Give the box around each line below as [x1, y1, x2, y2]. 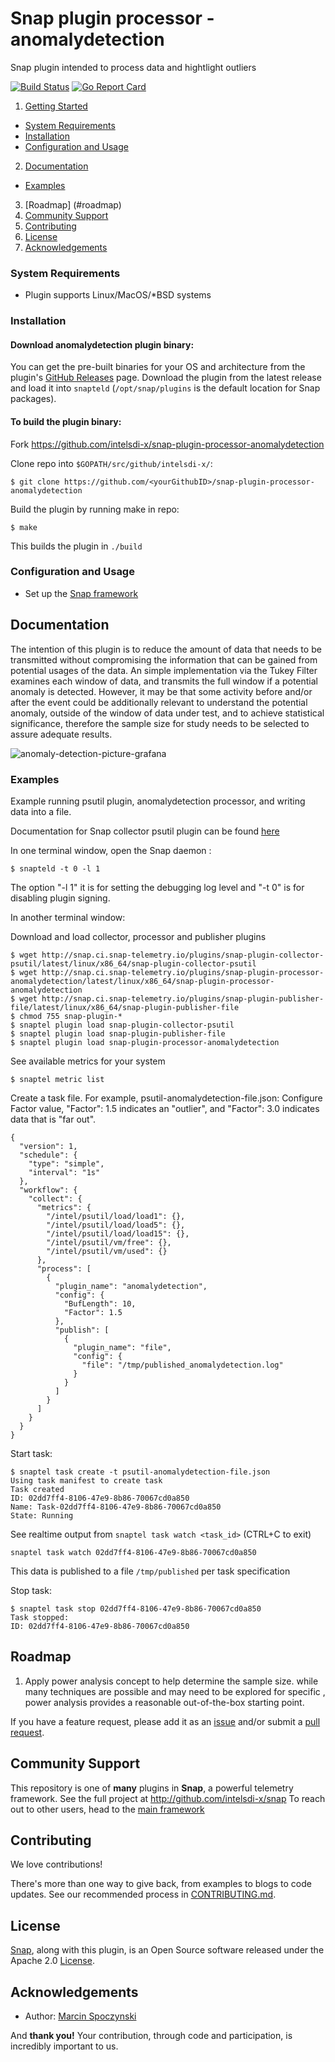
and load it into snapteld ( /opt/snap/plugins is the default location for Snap [10, 382, 321, 394]
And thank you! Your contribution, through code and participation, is [10, 2030, 293, 2042]
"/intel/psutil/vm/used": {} [46, 1246, 168, 1256]
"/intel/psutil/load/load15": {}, [46, 1228, 190, 1239]
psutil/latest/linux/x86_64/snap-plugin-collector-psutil [10, 958, 257, 969]
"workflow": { [19, 1185, 78, 1195]
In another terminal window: [10, 911, 126, 923]
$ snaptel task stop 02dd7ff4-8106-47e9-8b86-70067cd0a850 [10, 1603, 262, 1614]
